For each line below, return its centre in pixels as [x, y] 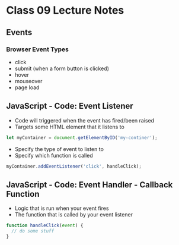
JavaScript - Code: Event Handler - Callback [89, 185]
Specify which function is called [54, 155]
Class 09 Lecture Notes [65, 10]
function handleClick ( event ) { [45, 226]
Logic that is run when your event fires [62, 208]
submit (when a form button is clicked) [62, 68]
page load [27, 87]
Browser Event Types [38, 49]
